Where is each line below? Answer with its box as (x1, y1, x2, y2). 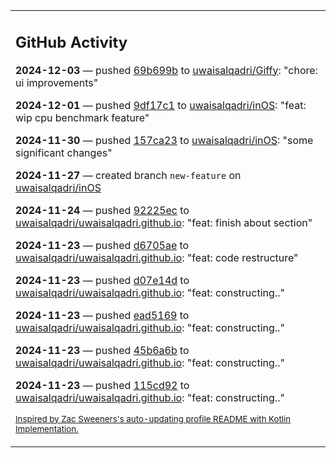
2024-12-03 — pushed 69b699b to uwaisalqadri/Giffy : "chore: (15, 63, 318, 77)
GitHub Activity (15, 32, 128, 52)
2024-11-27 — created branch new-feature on (15, 168, 242, 182)
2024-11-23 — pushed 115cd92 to (15, 378, 190, 392)
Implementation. (15, 423, 79, 434)
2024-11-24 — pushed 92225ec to (15, 203, 190, 217)
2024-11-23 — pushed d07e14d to (15, 273, 190, 287)
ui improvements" (15, 75, 99, 89)
